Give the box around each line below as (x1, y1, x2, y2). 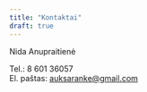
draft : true (9, 21, 54, 30)
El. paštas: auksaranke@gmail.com (9, 72, 139, 83)
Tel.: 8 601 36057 (9, 63, 73, 74)
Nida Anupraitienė (9, 46, 76, 56)
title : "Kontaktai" (9, 13, 82, 22)
